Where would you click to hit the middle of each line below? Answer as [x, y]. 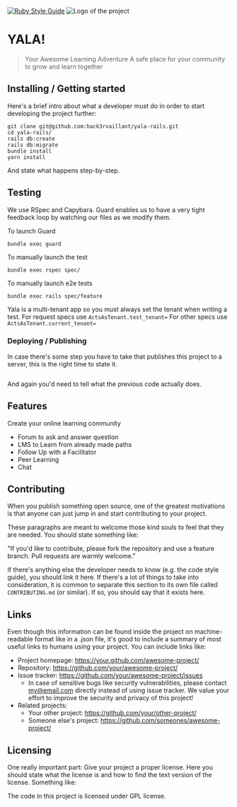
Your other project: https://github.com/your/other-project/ [112, 713]
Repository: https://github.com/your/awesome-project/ [98, 668]
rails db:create [31, 139]
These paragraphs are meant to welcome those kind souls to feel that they [116, 528]
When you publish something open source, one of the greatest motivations [116, 506]
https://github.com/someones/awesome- [160, 721]
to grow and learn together [64, 66]
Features [27, 406]
